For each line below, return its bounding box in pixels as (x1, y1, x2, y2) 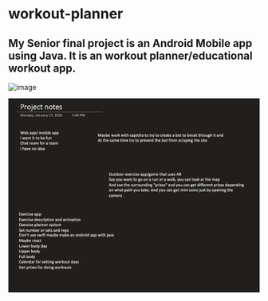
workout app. (8, 61, 77, 75)
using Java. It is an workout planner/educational (8, 49, 253, 62)
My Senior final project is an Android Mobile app (8, 37, 253, 50)
